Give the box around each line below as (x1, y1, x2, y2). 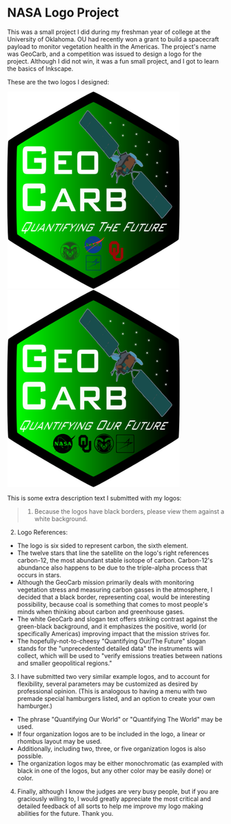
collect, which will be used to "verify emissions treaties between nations (17, 652, 223, 660)
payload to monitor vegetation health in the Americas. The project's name (7, 42, 217, 50)
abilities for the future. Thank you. (17, 809, 114, 818)
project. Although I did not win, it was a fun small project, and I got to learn (7, 57, 219, 65)
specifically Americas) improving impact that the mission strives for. (17, 630, 210, 638)
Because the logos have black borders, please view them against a (34, 507, 225, 516)
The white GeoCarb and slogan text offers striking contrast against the (17, 615, 218, 624)
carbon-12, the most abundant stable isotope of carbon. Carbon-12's (17, 556, 213, 565)
